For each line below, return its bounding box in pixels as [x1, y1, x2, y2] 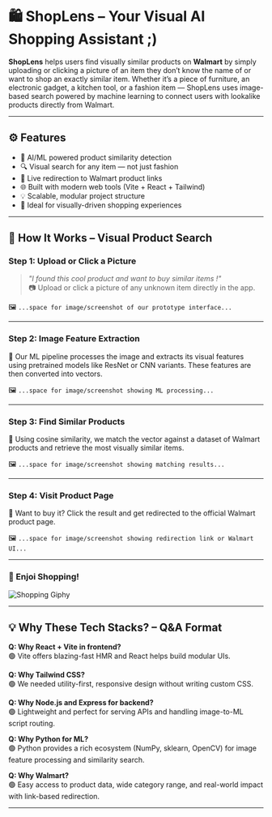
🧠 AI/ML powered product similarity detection [19, 152, 172, 162]
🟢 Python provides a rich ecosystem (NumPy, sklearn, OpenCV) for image [8, 743, 257, 753]
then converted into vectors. [8, 369, 103, 379]
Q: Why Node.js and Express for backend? [8, 698, 154, 708]
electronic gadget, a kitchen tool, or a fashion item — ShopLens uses [8, 83, 239, 92]
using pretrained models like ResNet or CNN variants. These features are [8, 360, 252, 370]
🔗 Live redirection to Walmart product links [19, 173, 163, 183]
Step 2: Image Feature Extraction [8, 333, 140, 344]
